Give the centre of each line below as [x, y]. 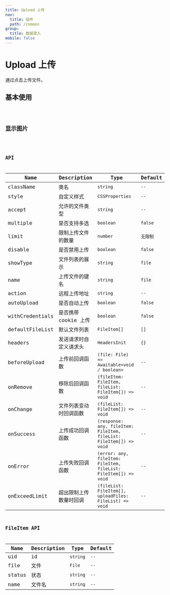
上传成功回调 [74, 431]
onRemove [20, 387]
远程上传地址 [74, 294]
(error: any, [113, 454]
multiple [20, 223]
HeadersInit [112, 343]
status [17, 575]
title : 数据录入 [26, 33]
